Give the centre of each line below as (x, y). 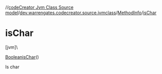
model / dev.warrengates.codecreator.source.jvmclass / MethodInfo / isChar (81, 13)
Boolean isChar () (22, 57)
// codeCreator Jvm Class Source (39, 7)
